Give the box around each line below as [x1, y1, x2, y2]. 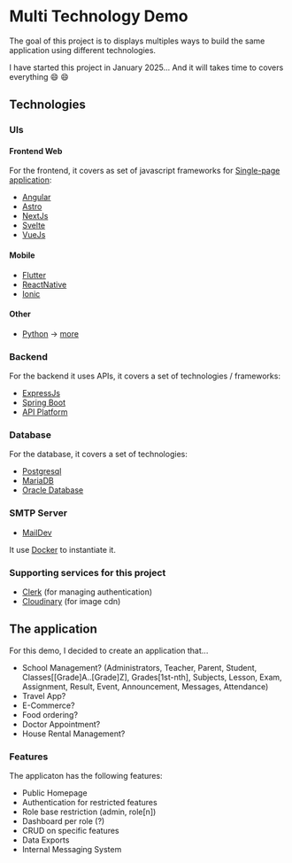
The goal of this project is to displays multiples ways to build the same [9, 35, 265, 46]
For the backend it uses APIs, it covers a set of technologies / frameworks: [9, 370, 281, 382]
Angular [21, 192, 51, 203]
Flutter [21, 269, 47, 280]
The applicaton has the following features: [9, 771, 163, 781]
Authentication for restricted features [21, 797, 158, 808]
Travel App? [21, 690, 66, 701]
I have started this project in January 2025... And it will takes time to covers [9, 62, 284, 73]
